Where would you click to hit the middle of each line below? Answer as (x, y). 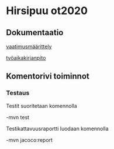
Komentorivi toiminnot (48, 77)
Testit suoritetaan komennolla (42, 106)
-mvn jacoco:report (29, 140)
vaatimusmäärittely (29, 46)
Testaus (18, 93)
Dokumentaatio (35, 33)
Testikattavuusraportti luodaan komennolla (58, 128)
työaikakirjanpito (26, 58)
